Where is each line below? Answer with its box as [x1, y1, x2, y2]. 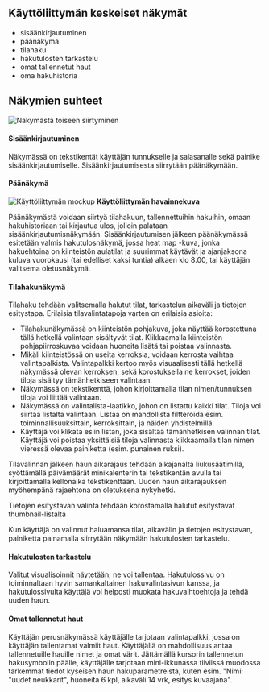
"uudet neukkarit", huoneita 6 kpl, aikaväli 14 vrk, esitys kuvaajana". [8, 674, 233, 684]
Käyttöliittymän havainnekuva [96, 197, 200, 206]
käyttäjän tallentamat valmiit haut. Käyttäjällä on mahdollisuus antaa [8, 640, 233, 650]
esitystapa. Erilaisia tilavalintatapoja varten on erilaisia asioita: [8, 309, 213, 318]
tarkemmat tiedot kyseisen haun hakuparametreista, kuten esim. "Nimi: [8, 666, 244, 676]
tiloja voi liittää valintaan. [19, 392, 102, 402]
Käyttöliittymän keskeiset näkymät [8, 6, 188, 20]
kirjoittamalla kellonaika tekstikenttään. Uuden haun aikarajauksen [8, 477, 227, 487]
